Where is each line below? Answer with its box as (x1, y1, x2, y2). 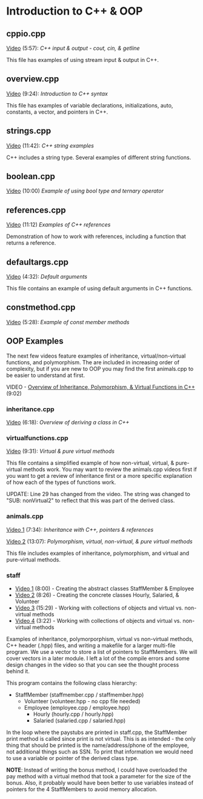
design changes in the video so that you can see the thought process (6, 661, 179, 668)
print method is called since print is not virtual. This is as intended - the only (6, 735, 196, 742)
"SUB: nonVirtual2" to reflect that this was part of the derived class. (6, 497, 175, 505)
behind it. (6, 667, 30, 675)
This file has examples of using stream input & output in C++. (6, 56, 159, 63)
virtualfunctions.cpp (6, 433, 68, 442)
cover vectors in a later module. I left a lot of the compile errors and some (6, 654, 190, 662)
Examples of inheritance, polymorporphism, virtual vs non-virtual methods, (6, 635, 194, 642)
